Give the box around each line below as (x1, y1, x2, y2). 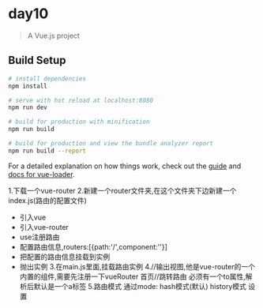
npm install (8, 82, 47, 90)
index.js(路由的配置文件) (8, 195, 87, 205)
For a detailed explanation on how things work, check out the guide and (8, 161, 242, 171)
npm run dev (8, 103, 47, 111)
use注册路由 (19, 232, 60, 242)
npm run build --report (8, 147, 87, 155)
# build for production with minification (8, 118, 150, 126)
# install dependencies (8, 74, 87, 83)
